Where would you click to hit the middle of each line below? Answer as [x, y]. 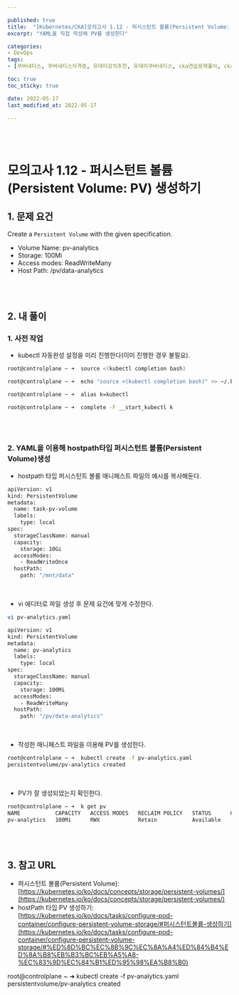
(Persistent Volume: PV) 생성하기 [104, 188]
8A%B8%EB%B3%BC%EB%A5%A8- [84, 955]
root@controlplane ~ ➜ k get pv [57, 806]
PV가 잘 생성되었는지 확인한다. [60, 793]
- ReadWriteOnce [44, 562]
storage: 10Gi [41, 549]
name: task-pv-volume [46, 509]
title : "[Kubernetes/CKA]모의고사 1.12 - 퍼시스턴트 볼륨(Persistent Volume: [118, 27]
